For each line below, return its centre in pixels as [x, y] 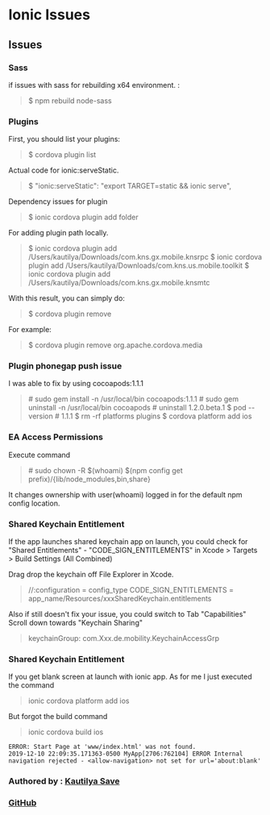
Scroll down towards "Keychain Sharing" [76, 623]
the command [31, 685]
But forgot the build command [58, 717]
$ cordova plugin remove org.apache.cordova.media [115, 345]
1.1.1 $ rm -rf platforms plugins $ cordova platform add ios [157, 416]
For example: [30, 330]
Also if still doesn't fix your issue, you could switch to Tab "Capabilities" [127, 614]
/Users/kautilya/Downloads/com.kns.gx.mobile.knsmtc [119, 283]
